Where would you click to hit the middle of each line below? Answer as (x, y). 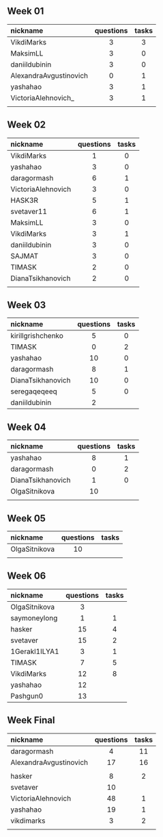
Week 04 (27, 427)
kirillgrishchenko (37, 336)
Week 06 (27, 576)
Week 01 (26, 11)
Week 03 (27, 305)
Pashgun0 (27, 696)
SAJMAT (25, 256)
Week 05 (27, 518)
